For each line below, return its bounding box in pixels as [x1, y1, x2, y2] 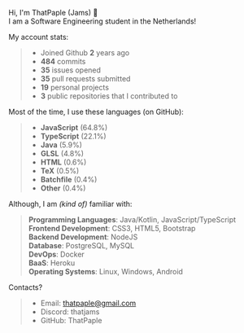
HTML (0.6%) [40, 157, 87, 167]
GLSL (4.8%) [40, 149, 84, 158]
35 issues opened [40, 65, 102, 75]
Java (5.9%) [40, 140, 83, 150]
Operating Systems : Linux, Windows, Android [28, 267, 183, 276]
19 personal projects [40, 82, 110, 92]
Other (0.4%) [40, 183, 86, 193]
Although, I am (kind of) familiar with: [8, 199, 133, 208]
